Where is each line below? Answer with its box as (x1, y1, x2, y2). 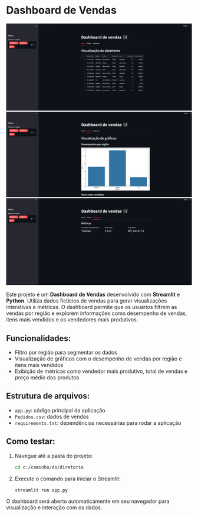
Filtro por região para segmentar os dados (14, 349, 118, 356)
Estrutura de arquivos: (6, 391, 90, 401)
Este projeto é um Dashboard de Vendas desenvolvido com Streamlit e (6, 291, 180, 298)
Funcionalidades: (6, 333, 71, 343)
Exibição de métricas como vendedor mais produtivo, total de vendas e (14, 368, 188, 375)
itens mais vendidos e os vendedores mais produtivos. (6, 316, 138, 323)
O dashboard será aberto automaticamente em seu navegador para (6, 498, 170, 505)
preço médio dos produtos (14, 374, 80, 381)
